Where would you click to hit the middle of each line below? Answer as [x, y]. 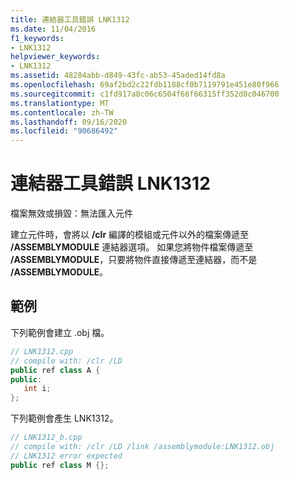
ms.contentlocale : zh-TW [62, 112]
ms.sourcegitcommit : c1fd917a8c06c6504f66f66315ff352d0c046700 [145, 94]
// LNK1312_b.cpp [46, 437]
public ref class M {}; [60, 465]
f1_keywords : [37, 38]
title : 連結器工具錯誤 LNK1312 [70, 19]
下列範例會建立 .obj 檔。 [60, 332]
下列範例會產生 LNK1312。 [64, 418]
